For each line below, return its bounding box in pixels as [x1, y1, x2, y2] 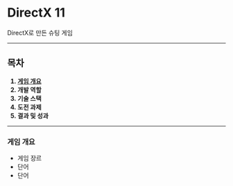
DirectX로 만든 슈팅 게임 [7, 28, 73, 37]
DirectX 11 [7, 5, 66, 21]
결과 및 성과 [17, 111, 49, 120]
